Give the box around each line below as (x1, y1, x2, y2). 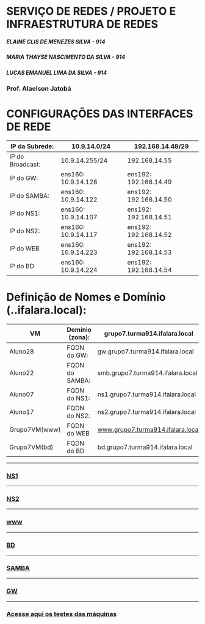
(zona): (68, 333, 90, 341)
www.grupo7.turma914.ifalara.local (97, 425, 200, 434)
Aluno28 (9, 347, 35, 356)
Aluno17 (9, 407, 35, 416)
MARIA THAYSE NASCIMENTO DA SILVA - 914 (6, 53, 126, 61)
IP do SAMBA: (9, 191, 50, 200)
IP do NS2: (9, 227, 40, 235)
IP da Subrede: (10, 142, 54, 151)
